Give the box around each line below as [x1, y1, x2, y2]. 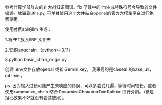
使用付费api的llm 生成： [5, 26, 52, 32]
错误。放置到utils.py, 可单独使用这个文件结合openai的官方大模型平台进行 [5, 10, 150, 16]
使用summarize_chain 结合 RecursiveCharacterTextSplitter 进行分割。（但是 [5, 89, 154, 94]
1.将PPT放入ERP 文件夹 [5, 37, 51, 42]
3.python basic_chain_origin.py [5, 57, 67, 62]
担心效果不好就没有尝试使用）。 [5, 95, 67, 100]
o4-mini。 [5, 73, 25, 78]
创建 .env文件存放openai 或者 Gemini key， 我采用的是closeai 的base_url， [5, 66, 154, 72]
